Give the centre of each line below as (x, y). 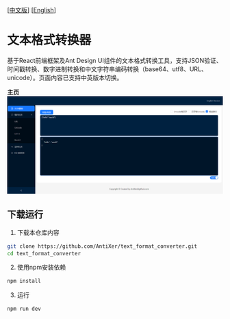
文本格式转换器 (49, 40)
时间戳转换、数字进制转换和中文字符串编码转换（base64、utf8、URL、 (107, 69)
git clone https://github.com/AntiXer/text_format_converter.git (102, 246)
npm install (24, 281)
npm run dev (24, 309)
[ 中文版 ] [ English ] (32, 10)
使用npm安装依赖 (41, 267)
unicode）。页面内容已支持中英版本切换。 (65, 77)
